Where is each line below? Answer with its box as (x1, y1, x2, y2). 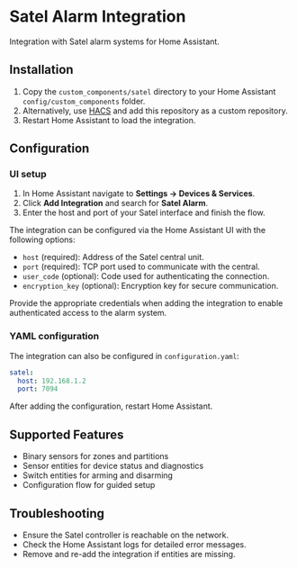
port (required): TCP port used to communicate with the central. (22, 261, 261, 272)
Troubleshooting (9, 506, 105, 521)
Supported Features (9, 427, 124, 442)
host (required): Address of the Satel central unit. (22, 252, 204, 263)
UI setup (9, 168, 47, 181)
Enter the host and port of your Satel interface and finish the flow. (22, 207, 265, 218)
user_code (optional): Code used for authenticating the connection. (22, 271, 270, 282)
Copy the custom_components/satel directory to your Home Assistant (22, 86, 276, 96)
